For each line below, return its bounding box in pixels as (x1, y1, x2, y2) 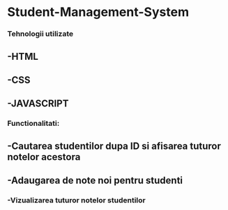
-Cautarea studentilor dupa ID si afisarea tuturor (7, 140, 222, 152)
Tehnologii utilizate (7, 29, 74, 39)
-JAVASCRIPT (7, 98, 69, 110)
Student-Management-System (7, 4, 190, 20)
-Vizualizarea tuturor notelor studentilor (7, 195, 146, 205)
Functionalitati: (7, 119, 60, 129)
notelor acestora (7, 151, 81, 163)
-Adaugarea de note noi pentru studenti (7, 175, 183, 186)
